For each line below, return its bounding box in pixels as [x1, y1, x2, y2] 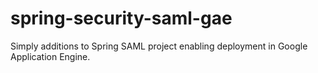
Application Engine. [10, 50, 91, 62]
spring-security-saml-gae [10, 7, 233, 30]
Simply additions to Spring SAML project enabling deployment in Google [10, 40, 308, 52]
